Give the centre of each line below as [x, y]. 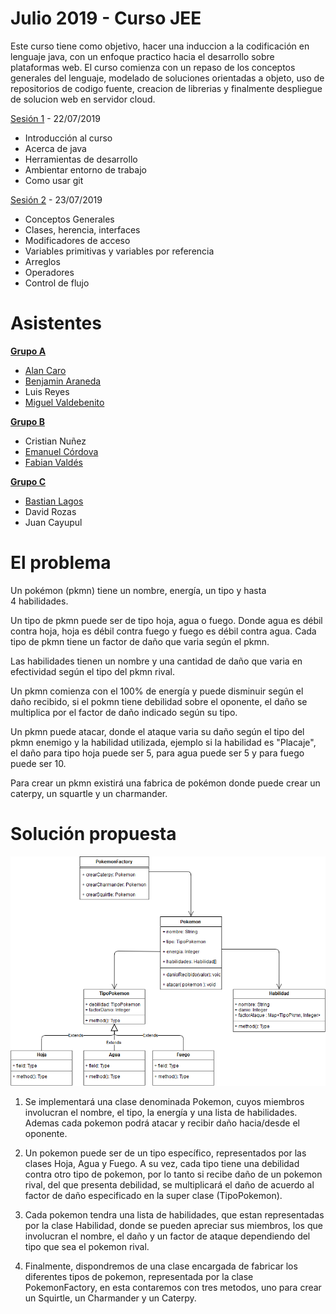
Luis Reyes [47, 391]
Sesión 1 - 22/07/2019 [55, 118]
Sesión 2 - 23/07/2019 [56, 199]
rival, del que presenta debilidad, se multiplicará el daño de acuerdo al [169, 1185]
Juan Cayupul [53, 522]
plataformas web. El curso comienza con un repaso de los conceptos [153, 67]
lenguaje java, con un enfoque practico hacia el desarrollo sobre [142, 56]
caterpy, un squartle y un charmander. [89, 793]
